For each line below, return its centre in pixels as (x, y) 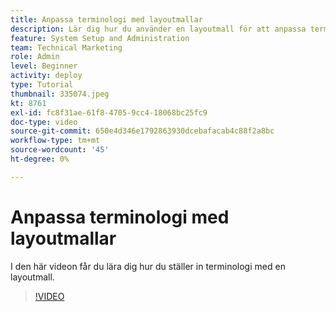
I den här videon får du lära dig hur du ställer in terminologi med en (148, 266)
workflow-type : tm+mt (55, 141)
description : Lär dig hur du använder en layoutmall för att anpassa (158, 29)
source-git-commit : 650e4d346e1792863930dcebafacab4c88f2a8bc (142, 131)
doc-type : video (44, 122)
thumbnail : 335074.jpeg (60, 94)
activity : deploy (46, 76)
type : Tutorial (42, 85)
